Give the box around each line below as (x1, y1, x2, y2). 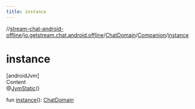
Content (6, 78, 26, 85)
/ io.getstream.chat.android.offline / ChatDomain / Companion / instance (21, 31, 189, 39)
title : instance (6, 8, 47, 15)
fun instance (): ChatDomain (6, 96, 75, 103)
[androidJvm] (6, 72, 40, 79)
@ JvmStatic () (6, 85, 40, 92)
